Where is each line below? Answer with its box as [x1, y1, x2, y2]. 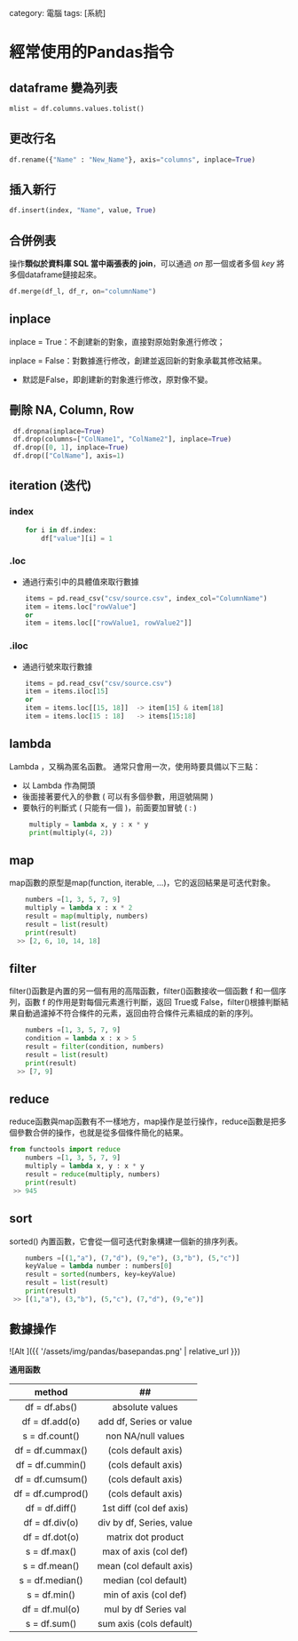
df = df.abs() [25, 1400, 78, 1413]
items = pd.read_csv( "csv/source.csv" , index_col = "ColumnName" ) [25, 593, 268, 602]
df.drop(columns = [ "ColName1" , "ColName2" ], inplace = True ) [12, 434, 232, 444]
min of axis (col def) [103, 1589, 188, 1601]
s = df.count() [21, 1430, 80, 1442]
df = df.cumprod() [13, 1487, 89, 1500]
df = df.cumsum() [14, 1473, 89, 1486]
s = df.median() [19, 1573, 84, 1586]
